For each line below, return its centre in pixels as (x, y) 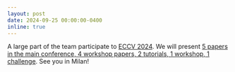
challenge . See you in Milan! (48, 62)
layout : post (26, 14)
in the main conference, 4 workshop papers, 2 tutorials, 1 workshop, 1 (109, 54)
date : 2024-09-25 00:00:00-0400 (55, 20)
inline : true (26, 27)
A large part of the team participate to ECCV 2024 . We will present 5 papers (117, 47)
